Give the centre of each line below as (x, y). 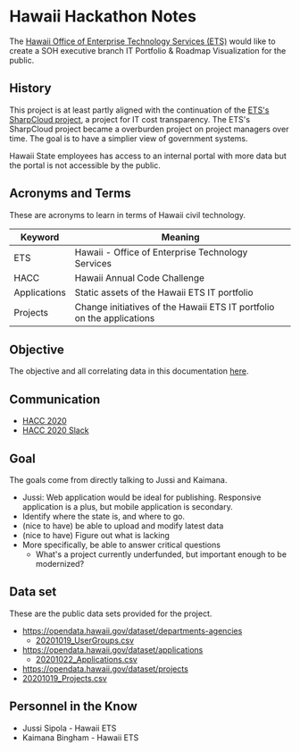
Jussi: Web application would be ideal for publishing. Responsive (142, 497)
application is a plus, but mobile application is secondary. (128, 507)
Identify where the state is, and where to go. (104, 516)
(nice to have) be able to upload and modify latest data (123, 526)
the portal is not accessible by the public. (85, 165)
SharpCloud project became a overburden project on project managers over (149, 129)
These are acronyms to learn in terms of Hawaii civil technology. (128, 215)
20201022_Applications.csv (87, 659)
